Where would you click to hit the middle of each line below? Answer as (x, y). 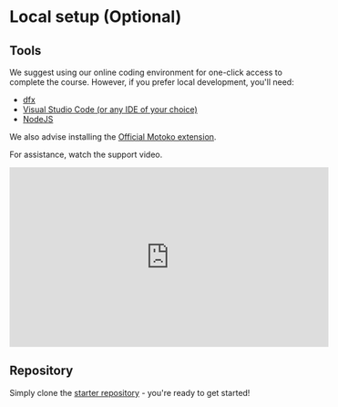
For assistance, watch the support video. (86, 154)
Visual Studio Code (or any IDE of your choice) (110, 110)
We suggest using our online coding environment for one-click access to (146, 72)
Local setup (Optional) (96, 17)
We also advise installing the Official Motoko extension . (113, 137)
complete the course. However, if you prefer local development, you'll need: (152, 82)
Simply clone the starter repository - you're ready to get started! (130, 392)
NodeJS (38, 119)
